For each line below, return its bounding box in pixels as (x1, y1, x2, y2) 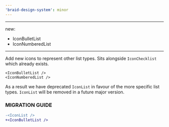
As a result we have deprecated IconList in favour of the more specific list (5, 83, 160, 89)
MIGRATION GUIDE (5, 101, 52, 108)
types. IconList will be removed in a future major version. (5, 89, 125, 95)
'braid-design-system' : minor (5, 7, 69, 13)
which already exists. (5, 61, 49, 67)
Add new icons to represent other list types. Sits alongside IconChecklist (5, 55, 157, 61)
